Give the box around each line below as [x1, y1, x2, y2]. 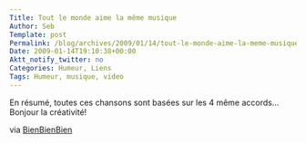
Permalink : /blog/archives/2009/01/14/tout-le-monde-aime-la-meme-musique [9, 38, 300, 48]
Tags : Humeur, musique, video [9, 72, 125, 81]
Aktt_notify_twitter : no [9, 55, 104, 64]
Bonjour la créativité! [9, 106, 87, 118]
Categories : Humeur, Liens [9, 64, 112, 73]
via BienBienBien [9, 124, 73, 135]
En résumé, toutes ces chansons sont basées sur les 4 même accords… [9, 97, 280, 108]
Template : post [9, 30, 67, 39]
